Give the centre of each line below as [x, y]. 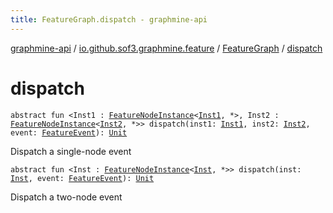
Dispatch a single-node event [71, 151]
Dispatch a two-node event [66, 197]
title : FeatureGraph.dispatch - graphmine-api [109, 19]
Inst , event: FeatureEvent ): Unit [82, 178]
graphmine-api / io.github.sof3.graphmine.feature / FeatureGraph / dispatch [166, 48]
